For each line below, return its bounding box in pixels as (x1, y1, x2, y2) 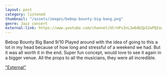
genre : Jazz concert (5, 21, 48, 26)
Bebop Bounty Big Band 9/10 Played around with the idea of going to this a (5, 39, 158, 45)
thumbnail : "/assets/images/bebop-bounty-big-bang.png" (5, 16, 123, 21)
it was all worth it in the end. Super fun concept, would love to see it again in (5, 50, 162, 56)
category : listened (5, 12, 46, 17)
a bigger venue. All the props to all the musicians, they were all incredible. (5, 55, 157, 61)
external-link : (5, 26, 37, 31)
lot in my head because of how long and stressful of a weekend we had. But (5, 44, 161, 50)
